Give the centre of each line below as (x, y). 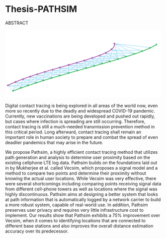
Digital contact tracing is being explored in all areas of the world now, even (82, 106)
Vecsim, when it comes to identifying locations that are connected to (75, 221)
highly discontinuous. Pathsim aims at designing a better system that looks (82, 194)
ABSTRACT (17, 23)
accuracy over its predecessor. (37, 231)
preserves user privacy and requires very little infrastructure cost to (75, 210)
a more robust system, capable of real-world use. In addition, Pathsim (77, 205)
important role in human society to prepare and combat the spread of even (82, 137)
